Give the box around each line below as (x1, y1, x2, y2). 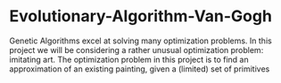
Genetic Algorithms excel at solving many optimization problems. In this (9, 35, 272, 46)
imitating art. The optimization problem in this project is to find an (9, 54, 249, 64)
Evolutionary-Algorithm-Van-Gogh (9, 6, 272, 26)
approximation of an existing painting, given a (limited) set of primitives (9, 64, 270, 74)
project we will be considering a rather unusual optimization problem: (9, 44, 264, 55)
